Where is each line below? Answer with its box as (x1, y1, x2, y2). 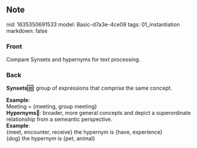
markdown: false (6, 27, 48, 34)
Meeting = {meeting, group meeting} (6, 103, 98, 110)
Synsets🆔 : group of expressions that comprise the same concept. (6, 84, 172, 92)
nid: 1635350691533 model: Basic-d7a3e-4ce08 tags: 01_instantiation (6, 20, 180, 28)
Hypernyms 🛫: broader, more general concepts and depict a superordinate (6, 109, 191, 117)
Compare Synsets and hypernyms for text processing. (6, 56, 140, 63)
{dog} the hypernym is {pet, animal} (6, 135, 95, 142)
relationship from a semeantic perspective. (6, 116, 113, 123)
